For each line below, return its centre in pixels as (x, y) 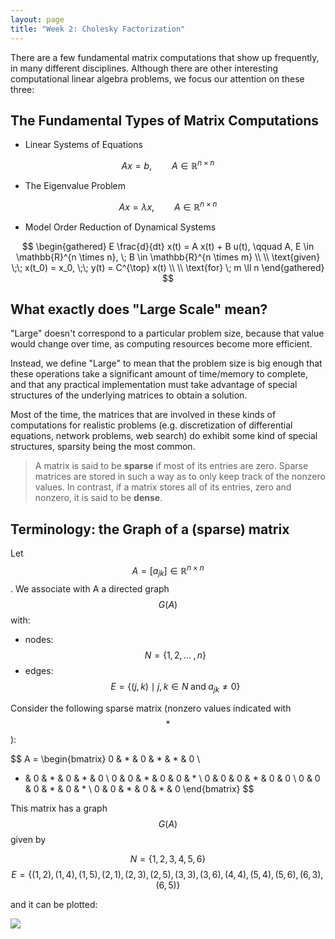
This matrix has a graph (59, 808)
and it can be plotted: (54, 904)
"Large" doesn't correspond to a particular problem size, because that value (167, 333)
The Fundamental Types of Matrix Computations (165, 120)
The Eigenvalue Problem (75, 185)
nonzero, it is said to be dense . (98, 498)
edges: (39, 670)
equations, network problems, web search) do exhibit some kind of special (164, 436)
